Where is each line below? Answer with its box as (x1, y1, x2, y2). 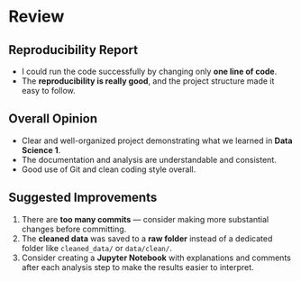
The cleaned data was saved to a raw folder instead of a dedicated (21, 232, 273, 244)
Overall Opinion (8, 111, 98, 127)
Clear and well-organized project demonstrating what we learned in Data (21, 135, 293, 146)
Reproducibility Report (8, 42, 139, 58)
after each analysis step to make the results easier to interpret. (21, 261, 254, 272)
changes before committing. (21, 223, 127, 234)
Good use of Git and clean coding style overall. (21, 164, 196, 175)
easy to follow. (21, 86, 76, 95)
